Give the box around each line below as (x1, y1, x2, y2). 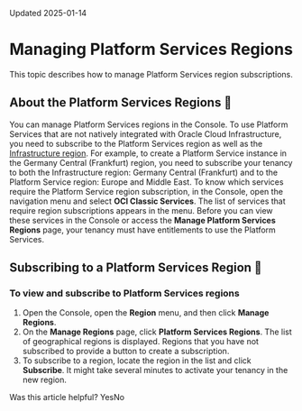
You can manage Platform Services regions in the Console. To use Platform (9, 119, 288, 130)
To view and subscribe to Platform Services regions (9, 288, 241, 300)
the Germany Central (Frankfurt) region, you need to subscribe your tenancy (9, 157, 293, 168)
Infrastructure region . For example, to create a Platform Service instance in (9, 148, 287, 159)
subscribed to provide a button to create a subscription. (22, 346, 230, 357)
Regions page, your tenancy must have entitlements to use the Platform (9, 224, 277, 235)
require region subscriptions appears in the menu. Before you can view (9, 205, 273, 215)
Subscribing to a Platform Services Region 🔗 (9, 260, 263, 276)
